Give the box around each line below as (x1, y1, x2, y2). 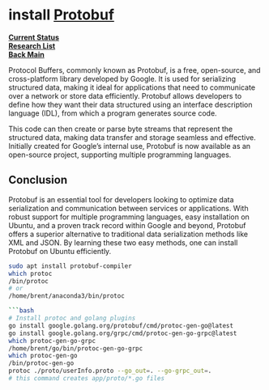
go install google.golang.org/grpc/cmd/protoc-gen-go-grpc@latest (8, 329, 237, 337)
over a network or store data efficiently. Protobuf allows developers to (8, 91, 242, 100)
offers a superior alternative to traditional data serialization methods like (8, 229, 249, 239)
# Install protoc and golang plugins (8, 314, 136, 322)
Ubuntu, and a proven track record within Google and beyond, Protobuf (8, 220, 246, 230)
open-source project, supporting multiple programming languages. (8, 150, 232, 159)
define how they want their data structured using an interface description (8, 100, 253, 109)
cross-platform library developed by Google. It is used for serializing (8, 74, 237, 83)
